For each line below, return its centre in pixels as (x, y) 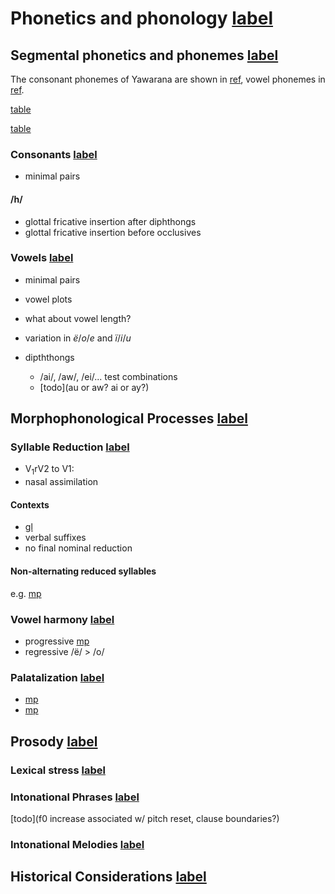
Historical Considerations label (108, 877)
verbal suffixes (55, 538)
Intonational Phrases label (75, 797)
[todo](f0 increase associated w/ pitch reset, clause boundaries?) (145, 818)
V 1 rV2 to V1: (49, 470)
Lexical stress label (58, 770)
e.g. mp (26, 593)
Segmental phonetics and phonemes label (144, 55)
